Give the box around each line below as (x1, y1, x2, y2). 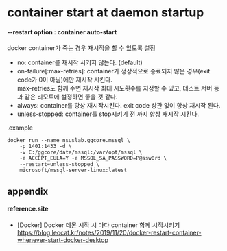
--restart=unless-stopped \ (19, 161, 99, 168)
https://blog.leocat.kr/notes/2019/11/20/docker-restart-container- (16, 228, 202, 237)
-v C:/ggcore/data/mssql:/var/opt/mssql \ (19, 149, 143, 156)
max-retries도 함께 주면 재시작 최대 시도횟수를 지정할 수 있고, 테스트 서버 (16, 84, 213, 93)
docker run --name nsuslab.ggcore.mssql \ (7, 137, 130, 144)
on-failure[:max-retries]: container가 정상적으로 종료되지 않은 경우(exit (16, 67, 211, 75)
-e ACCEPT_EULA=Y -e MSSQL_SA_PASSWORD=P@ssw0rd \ (19, 155, 167, 162)
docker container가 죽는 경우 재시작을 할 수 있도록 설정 (7, 44, 156, 52)
